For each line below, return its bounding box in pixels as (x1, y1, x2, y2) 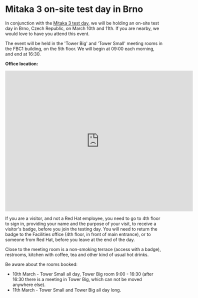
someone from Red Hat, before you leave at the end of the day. (5, 236, 135, 242)
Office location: (5, 60, 38, 66)
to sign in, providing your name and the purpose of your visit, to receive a (5, 220, 156, 226)
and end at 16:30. (5, 51, 41, 57)
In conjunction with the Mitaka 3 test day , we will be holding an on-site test (5, 20, 159, 26)
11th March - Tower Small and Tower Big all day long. (12, 286, 121, 293)
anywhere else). (12, 281, 46, 287)
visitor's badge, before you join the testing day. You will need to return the (5, 226, 157, 232)
